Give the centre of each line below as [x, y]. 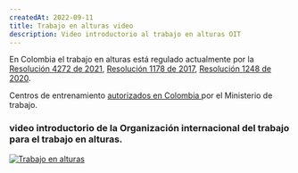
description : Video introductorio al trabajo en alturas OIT [125, 34]
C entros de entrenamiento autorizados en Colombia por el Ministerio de [141, 95]
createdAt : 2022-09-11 [51, 17]
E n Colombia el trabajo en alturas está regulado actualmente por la [132, 60]
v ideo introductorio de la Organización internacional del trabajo [149, 128]
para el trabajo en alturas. [66, 139]
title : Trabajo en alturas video [71, 26]
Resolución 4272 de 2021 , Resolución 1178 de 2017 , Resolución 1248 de [141, 69]
